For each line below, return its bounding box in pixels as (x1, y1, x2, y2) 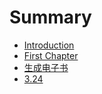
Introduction (23, 39, 75, 51)
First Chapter (23, 49, 79, 61)
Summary (9, 6, 92, 29)
